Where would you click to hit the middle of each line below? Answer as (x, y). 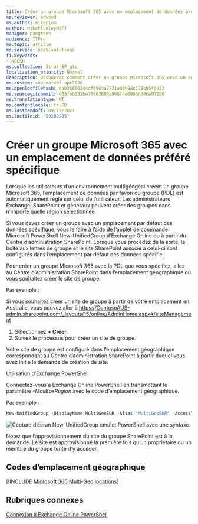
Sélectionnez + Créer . (41, 332)
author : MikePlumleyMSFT (37, 28)
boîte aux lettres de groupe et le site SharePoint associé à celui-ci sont (92, 248)
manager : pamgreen (29, 34)
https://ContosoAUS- (104, 308)
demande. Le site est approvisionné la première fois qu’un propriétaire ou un (99, 442)
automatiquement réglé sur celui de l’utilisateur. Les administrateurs (88, 199)
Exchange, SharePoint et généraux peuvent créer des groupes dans (88, 206)
